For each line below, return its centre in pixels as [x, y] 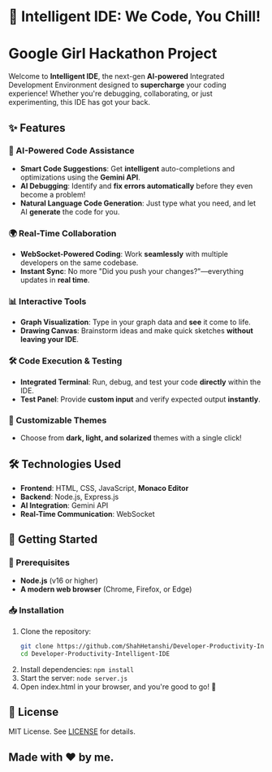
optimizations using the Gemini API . [80, 177]
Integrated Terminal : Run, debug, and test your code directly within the [140, 382]
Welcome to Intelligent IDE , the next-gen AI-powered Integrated [117, 76]
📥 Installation [37, 610]
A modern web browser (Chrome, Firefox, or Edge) [106, 589]
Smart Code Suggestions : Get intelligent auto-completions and [127, 168]
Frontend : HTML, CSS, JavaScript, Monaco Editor [104, 488]
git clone [37, 646]
